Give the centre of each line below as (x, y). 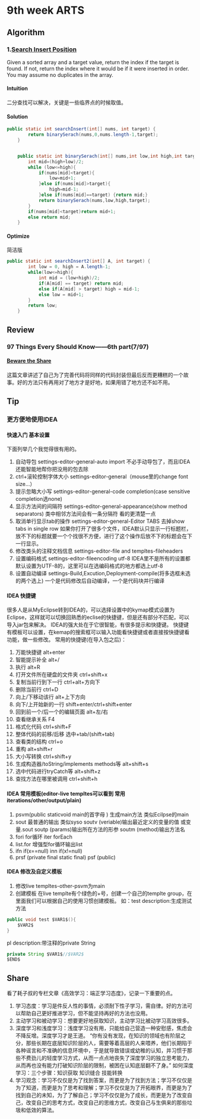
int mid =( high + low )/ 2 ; (56, 161)
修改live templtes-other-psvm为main (60, 886)
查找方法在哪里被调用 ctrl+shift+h (56, 779)
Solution (18, 116)
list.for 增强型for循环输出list (49, 844)
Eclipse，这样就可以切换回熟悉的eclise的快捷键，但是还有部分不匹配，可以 (98, 618)
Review (21, 330)
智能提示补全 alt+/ (37, 660)
